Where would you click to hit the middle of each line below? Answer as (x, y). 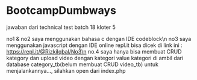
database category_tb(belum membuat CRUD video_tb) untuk (82, 64)
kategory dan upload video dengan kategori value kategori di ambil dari (95, 58)
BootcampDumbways (61, 11)
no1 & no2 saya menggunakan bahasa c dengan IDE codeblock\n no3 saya (99, 38)
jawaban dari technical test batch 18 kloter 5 (61, 27)
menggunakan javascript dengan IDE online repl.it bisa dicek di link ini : (94, 45)
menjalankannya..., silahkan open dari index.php (66, 70)
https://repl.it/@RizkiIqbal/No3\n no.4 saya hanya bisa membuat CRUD (94, 51)
